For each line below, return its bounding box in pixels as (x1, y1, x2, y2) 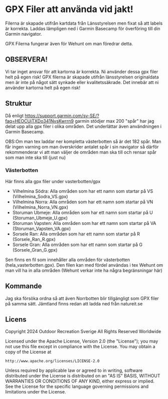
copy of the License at (5, 349, 52, 355)
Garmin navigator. (5, 31, 42, 37)
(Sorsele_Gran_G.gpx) (12, 247, 58, 253)
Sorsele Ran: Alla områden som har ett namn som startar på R (12, 230, 140, 237)
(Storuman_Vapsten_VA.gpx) (12, 225, 71, 231)
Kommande (5, 282, 42, 290)
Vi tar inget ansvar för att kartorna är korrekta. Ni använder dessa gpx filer (5, 68, 158, 74)
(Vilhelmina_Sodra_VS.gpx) (12, 193, 68, 199)
